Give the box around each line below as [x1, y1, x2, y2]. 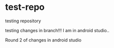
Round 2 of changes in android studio [5, 37, 81, 43]
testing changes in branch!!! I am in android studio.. [5, 27, 110, 33]
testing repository [5, 18, 41, 24]
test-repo [5, 1, 45, 13]
